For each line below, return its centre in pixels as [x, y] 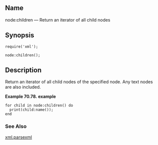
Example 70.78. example [31, 97]
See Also [16, 126]
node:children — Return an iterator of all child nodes [58, 20]
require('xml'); [22, 47]
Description [23, 70]
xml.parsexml [19, 137]
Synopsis [20, 36]
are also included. [23, 87]
